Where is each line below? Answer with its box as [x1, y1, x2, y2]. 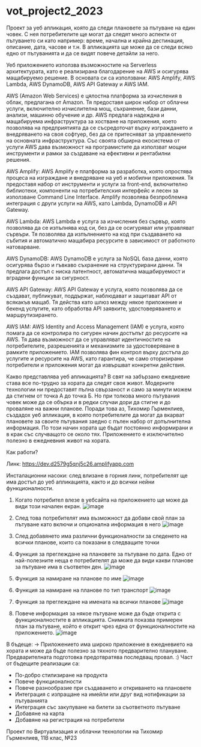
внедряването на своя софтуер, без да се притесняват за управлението [6, 131, 192, 138]
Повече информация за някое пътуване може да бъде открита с [14, 609, 181, 617]
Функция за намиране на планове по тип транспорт [14, 586, 149, 594]
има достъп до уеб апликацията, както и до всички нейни [6, 478, 155, 485]
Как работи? [6, 448, 38, 455]
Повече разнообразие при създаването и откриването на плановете [14, 684, 192, 691]
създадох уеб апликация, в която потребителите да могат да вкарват [6, 411, 185, 419]
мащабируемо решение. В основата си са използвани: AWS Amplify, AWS [6, 74, 196, 81]
